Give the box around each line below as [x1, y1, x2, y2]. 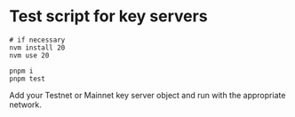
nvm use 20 [9, 51, 50, 59]
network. [9, 99, 43, 110]
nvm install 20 [9, 43, 66, 52]
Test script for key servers [9, 6, 208, 27]
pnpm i [9, 66, 34, 75]
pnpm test [9, 74, 46, 83]
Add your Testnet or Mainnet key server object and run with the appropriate [9, 90, 286, 100]
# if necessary [9, 35, 66, 44]
